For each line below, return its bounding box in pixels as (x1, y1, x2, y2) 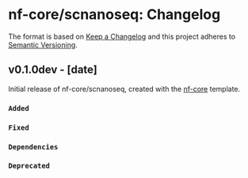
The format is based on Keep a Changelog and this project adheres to (8, 32, 236, 41)
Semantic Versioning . (8, 40, 78, 49)
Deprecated (8, 161, 50, 171)
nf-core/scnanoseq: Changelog (8, 6, 221, 24)
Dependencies (8, 142, 59, 151)
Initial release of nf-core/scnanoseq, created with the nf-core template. (8, 84, 241, 93)
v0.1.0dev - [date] (8, 63, 97, 77)
